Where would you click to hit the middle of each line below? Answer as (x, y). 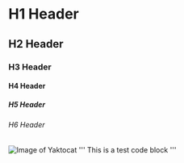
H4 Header (27, 86)
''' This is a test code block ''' (128, 149)
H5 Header (27, 104)
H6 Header (27, 125)
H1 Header (44, 14)
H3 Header (30, 67)
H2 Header (36, 44)
